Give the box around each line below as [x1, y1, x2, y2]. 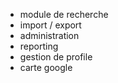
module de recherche [19, 9, 109, 20]
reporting [19, 40, 59, 52]
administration [19, 30, 80, 41]
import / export [19, 19, 82, 31]
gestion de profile [19, 51, 93, 63]
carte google [19, 62, 73, 73]
